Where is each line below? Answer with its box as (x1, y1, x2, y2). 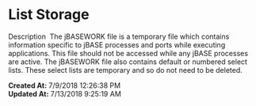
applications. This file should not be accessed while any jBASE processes (8, 48, 248, 58)
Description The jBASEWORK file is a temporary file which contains (8, 32, 230, 41)
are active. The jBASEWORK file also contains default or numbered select (8, 57, 248, 66)
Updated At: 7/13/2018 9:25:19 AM (8, 89, 121, 98)
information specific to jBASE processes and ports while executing (8, 40, 226, 49)
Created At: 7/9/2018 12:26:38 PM (8, 81, 121, 90)
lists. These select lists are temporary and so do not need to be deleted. (8, 65, 243, 74)
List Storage (8, 6, 90, 24)
